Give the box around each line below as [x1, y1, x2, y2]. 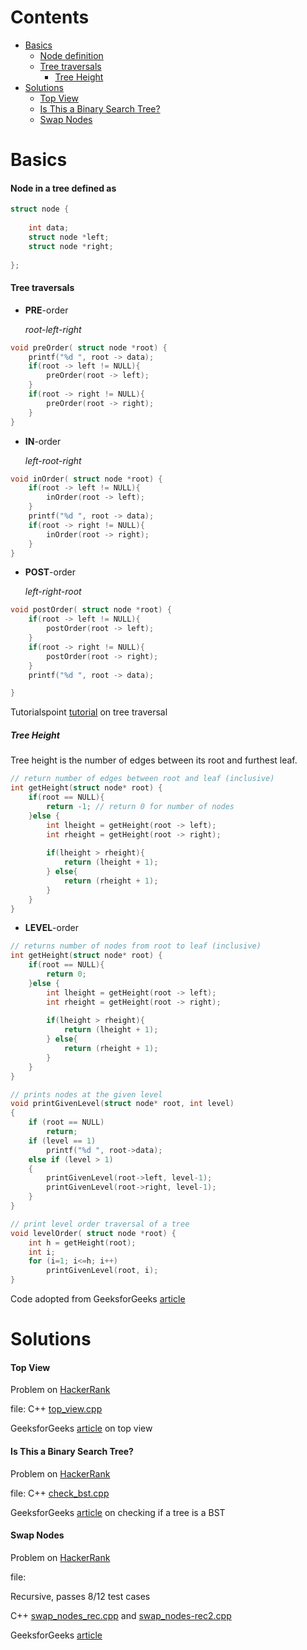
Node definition [39, 49, 104, 61]
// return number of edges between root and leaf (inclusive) [10, 774, 275, 784]
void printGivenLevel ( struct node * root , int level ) [10, 1099, 235, 1109]
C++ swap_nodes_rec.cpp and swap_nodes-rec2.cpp [10, 1609, 232, 1621]
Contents [10, 6, 90, 29]
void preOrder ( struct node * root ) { [10, 342, 168, 353]
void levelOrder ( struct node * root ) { [10, 1228, 177, 1238]
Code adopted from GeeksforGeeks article [10, 1293, 186, 1305]
